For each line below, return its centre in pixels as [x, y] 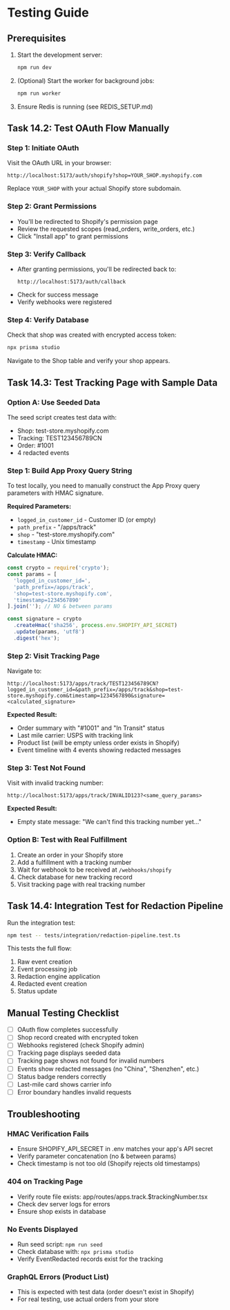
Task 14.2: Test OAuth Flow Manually [88, 128]
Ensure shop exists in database [61, 1211]
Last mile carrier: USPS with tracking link [75, 736]
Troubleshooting [44, 1114]
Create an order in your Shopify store [70, 854]
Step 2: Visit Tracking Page [54, 656]
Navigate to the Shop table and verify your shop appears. [89, 361]
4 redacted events [43, 452]
